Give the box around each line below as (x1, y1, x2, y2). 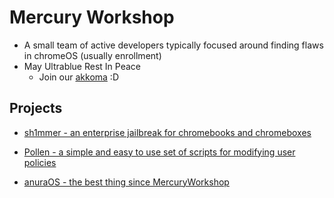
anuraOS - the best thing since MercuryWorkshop (23, 176, 230, 188)
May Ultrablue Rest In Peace (23, 60, 142, 72)
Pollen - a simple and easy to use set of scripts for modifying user (23, 146, 296, 158)
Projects (9, 100, 63, 117)
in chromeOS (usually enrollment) (23, 49, 162, 61)
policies (23, 156, 57, 168)
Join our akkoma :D (38, 71, 119, 83)
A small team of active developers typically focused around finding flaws (23, 39, 324, 51)
